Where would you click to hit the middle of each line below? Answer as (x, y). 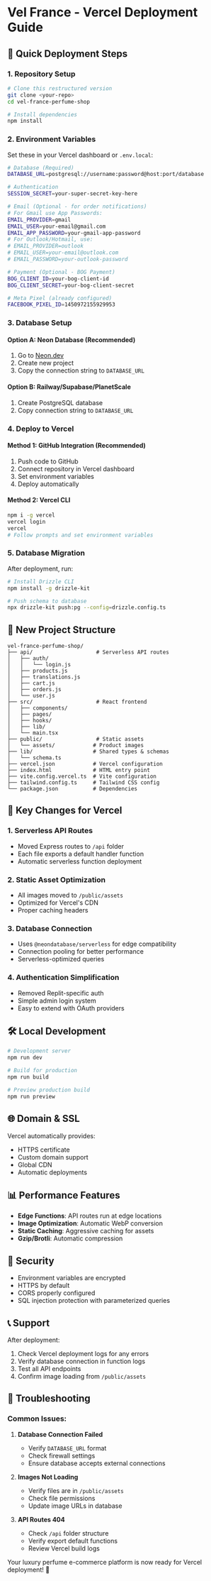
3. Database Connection (50, 928)
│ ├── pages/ (30, 715)
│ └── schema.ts (34, 758)
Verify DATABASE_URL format (67, 1448)
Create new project (46, 363)
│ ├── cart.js (31, 683)
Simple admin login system (57, 1001)
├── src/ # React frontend (77, 702)
